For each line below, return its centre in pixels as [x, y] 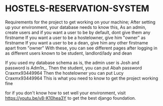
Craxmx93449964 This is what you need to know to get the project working [81, 78]
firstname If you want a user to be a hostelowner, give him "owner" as [75, 38]
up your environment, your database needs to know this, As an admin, [76, 27]
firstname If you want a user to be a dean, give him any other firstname [77, 42]
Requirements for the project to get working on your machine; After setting [80, 22]
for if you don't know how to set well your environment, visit [65, 93]
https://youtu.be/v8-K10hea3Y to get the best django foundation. [70, 98]
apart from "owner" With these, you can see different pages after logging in [81, 48]
